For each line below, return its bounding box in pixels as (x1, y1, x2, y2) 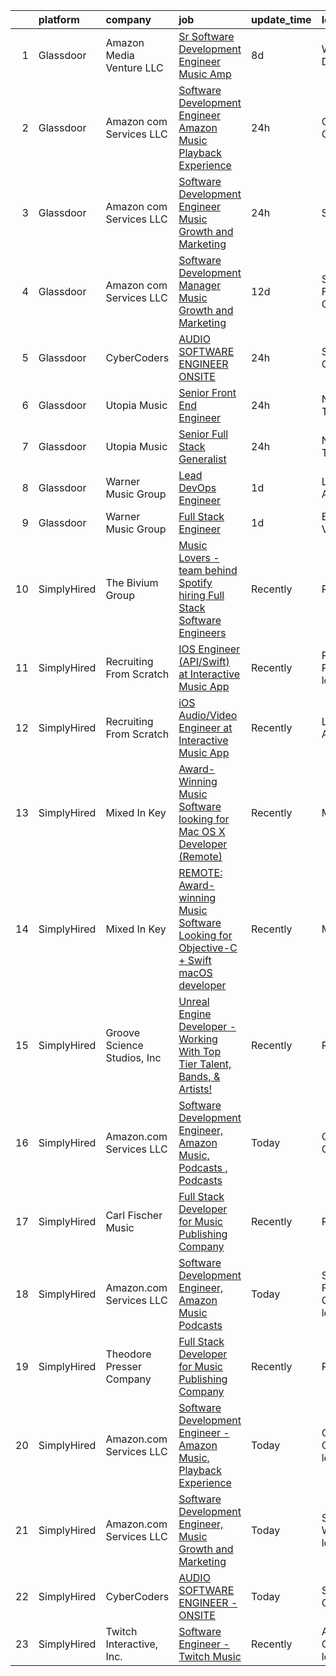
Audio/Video (178, 709, 238, 722)
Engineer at (178, 721, 233, 734)
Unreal (178, 995, 210, 1008)
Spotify (178, 576, 213, 589)
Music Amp (178, 67, 232, 81)
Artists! (178, 1082, 213, 1096)
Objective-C (178, 941, 238, 954)
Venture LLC (105, 61, 164, 74)
